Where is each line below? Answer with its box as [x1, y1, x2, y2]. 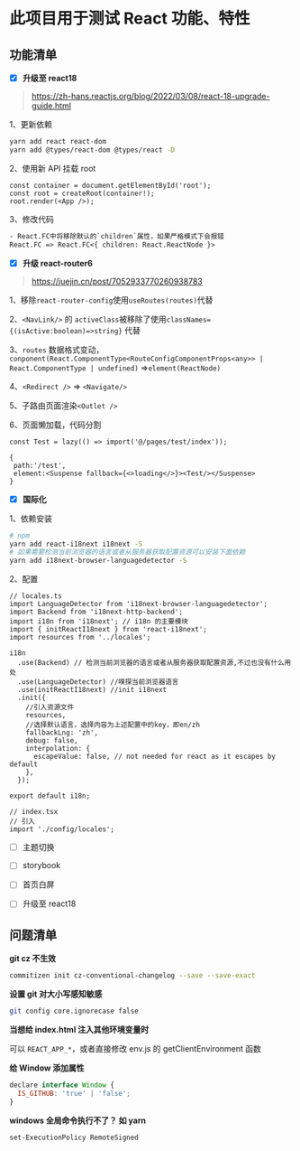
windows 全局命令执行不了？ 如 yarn [9, 1115, 147, 1126]
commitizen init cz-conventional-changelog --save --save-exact [9, 971, 256, 980]
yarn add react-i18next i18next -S [9, 539, 143, 548]
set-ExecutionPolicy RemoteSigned [9, 1133, 140, 1142]
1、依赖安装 [9, 512, 52, 524]
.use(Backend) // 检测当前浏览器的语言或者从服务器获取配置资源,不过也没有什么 [17, 659, 286, 668]
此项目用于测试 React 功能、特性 [9, 8, 250, 29]
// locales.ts [9, 592, 63, 601]
